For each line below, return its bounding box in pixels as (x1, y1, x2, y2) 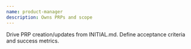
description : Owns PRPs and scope (6, 14, 93, 20)
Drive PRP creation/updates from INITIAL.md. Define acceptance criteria (6, 30, 186, 38)
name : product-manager (6, 8, 63, 15)
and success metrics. (6, 37, 59, 44)
